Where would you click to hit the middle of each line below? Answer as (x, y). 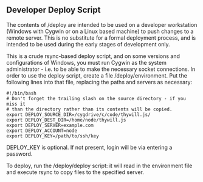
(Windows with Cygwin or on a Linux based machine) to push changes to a (100, 31)
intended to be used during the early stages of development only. (88, 44)
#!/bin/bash (21, 93)
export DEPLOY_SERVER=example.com (50, 125)
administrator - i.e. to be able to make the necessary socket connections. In (101, 69)
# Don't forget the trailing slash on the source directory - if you (96, 98)
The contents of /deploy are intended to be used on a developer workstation (102, 24)
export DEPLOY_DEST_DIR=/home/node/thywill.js (66, 120)
